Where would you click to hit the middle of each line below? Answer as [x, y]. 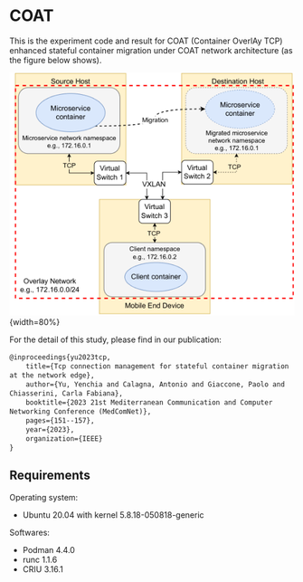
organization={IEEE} [64, 439]
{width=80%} [35, 321]
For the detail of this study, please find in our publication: [115, 339]
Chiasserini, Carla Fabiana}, [66, 393]
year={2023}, [50, 429]
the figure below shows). [56, 60]
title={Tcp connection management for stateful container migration [157, 366]
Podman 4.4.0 [48, 549]
